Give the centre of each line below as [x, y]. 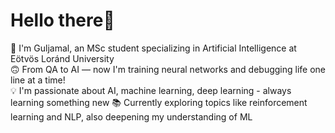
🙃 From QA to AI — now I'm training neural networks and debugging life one [168, 69]
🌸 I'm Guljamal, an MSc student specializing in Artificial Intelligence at [153, 48]
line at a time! [38, 80]
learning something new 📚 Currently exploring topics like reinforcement [159, 102]
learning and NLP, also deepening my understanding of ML [131, 116]
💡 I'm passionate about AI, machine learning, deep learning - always [151, 90]
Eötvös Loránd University [62, 58]
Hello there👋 [62, 20]
